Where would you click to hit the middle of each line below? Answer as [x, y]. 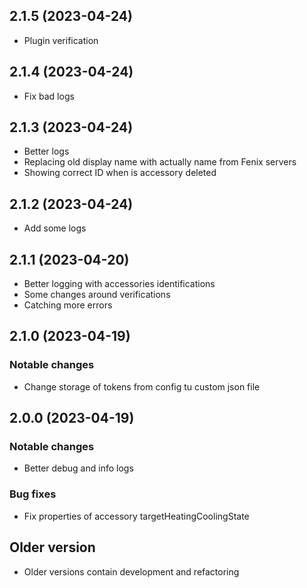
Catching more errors [68, 305]
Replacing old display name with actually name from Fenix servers [160, 162]
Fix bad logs [49, 96]
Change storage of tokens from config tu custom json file [142, 386]
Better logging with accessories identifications [119, 284]
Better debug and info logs [78, 468]
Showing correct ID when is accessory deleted [120, 173]
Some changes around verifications [97, 295]
